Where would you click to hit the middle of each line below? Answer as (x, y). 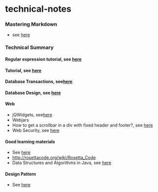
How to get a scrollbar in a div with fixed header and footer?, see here (82, 125)
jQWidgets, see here (32, 115)
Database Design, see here (33, 93)
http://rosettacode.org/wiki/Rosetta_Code (54, 158)
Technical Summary (29, 47)
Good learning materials (30, 141)
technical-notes (38, 9)
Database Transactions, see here (39, 82)
